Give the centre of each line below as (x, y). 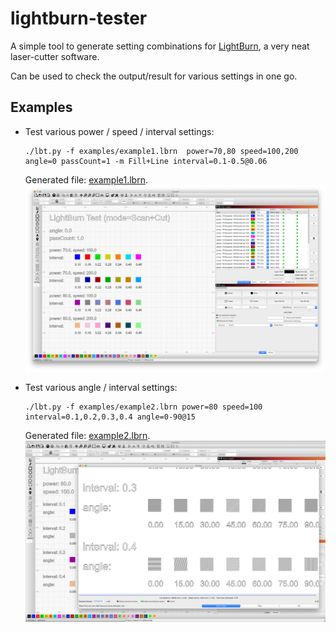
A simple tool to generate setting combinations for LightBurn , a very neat (160, 46)
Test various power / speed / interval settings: (119, 131)
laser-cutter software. (55, 56)
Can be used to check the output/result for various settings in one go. (154, 76)
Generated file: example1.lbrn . (86, 179)
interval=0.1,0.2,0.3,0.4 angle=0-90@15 (110, 417)
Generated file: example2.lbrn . (87, 436)
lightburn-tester (79, 18)
